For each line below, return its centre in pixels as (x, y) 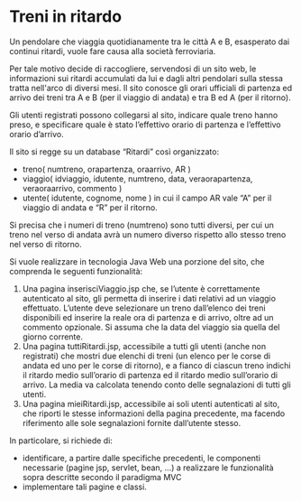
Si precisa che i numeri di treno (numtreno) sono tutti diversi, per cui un (142, 225)
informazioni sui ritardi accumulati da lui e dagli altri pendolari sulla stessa (146, 78)
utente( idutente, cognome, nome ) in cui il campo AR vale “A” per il (147, 198)
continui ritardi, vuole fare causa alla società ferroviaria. (113, 51)
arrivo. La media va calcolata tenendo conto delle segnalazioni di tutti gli (156, 385)
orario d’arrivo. (37, 134)
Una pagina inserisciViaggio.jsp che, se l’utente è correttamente (141, 288)
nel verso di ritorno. (46, 244)
